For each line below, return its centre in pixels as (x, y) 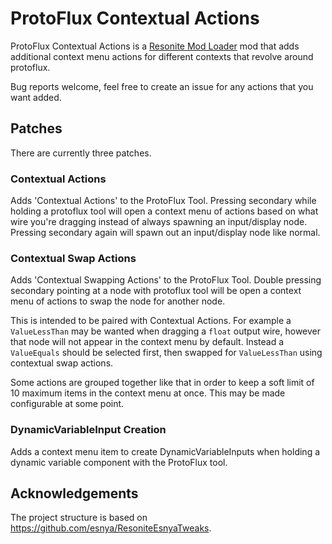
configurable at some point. (67, 404)
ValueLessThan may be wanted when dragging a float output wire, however (166, 331)
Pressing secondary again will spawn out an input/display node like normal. (165, 233)
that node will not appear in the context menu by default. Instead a (147, 342)
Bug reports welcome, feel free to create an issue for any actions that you (162, 86)
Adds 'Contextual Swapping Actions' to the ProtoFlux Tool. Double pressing (166, 280)
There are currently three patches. (81, 153)
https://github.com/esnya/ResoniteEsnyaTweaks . (111, 528)
